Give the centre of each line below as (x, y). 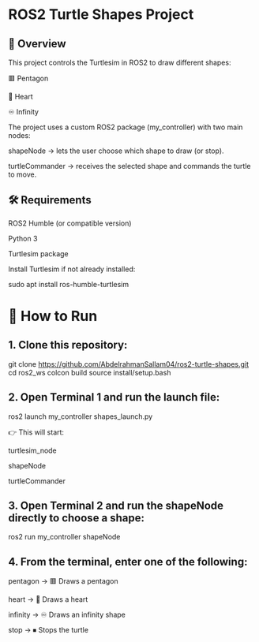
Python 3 (23, 238)
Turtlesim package (38, 253)
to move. (23, 174)
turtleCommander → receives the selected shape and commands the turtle (129, 166)
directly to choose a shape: (76, 518)
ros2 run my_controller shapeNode (64, 537)
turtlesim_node (32, 450)
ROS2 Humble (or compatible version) (70, 223)
